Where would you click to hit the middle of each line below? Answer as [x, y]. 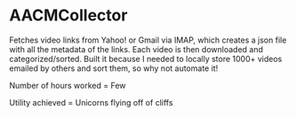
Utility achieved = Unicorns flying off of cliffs [91, 102]
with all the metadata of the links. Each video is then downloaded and [136, 49]
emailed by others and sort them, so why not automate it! [114, 68]
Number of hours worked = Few [68, 85]
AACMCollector [68, 16]
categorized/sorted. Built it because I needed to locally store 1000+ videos [146, 58]
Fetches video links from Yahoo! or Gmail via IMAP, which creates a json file [148, 40]
